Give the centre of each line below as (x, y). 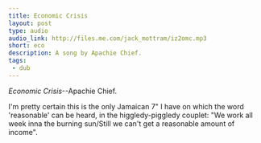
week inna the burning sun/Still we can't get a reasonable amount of (122, 123)
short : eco (27, 46)
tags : (17, 61)
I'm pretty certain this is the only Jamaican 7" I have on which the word (126, 106)
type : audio (28, 31)
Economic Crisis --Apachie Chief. (63, 91)
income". (23, 132)
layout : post (30, 23)
